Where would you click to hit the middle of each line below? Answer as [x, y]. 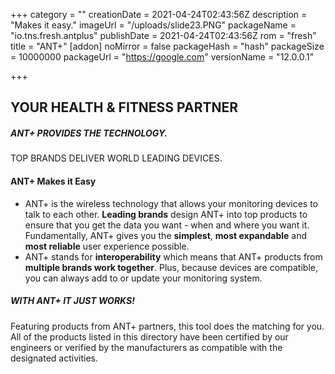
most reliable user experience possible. [107, 246]
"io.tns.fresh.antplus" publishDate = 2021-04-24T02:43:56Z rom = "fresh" [163, 35]
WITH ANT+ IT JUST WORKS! [72, 301]
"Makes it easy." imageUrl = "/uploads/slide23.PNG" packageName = [153, 25]
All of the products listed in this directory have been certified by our [149, 336]
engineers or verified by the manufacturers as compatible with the [146, 347]
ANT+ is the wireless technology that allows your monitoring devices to [171, 203]
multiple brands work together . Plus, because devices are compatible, [171, 267]
